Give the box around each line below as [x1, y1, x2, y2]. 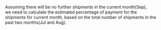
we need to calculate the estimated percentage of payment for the [5, 9, 137, 15]
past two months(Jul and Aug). [5, 19, 67, 25]
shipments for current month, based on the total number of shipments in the [5, 15, 156, 20]
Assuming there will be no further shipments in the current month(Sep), [5, 4, 147, 10]
